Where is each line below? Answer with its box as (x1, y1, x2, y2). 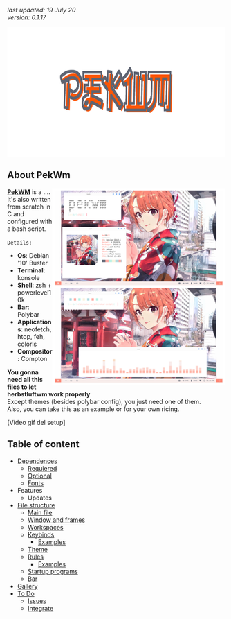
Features (17, 486, 43, 494)
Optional (27, 471, 52, 480)
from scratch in (7, 202, 50, 211)
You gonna (7, 367, 39, 376)
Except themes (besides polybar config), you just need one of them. (7, 397, 201, 406)
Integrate (27, 604, 54, 612)
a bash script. (7, 225, 46, 233)
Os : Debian (17, 251, 50, 259)
